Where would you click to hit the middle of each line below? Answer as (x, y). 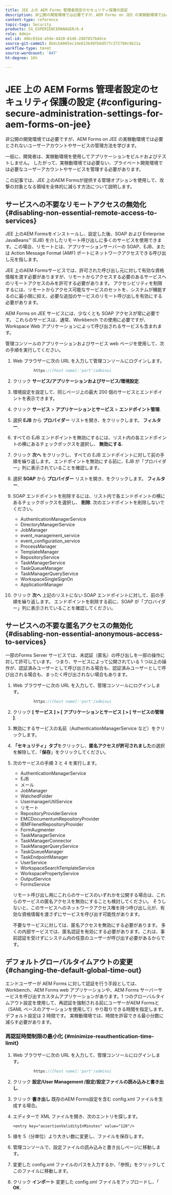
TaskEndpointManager (44, 857)
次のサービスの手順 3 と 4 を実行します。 (56, 763)
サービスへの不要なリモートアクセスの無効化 (76, 204)
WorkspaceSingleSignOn (47, 579)
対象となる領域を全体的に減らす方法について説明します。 (74, 187)
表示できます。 (42, 398)
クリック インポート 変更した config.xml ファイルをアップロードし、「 (86, 1182)
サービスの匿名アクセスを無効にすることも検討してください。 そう (92, 901)
